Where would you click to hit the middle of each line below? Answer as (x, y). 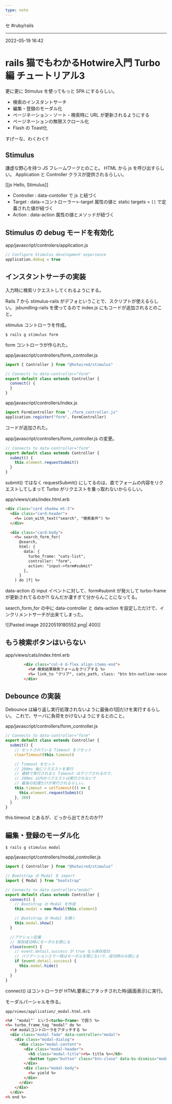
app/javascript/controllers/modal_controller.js (53, 857)
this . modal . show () (34, 923)
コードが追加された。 (28, 427)
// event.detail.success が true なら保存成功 (62, 952)
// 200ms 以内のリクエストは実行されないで (55, 778)
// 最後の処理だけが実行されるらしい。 (50, 783)
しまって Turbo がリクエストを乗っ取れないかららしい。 (86, 489)
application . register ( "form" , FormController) (56, 417)
